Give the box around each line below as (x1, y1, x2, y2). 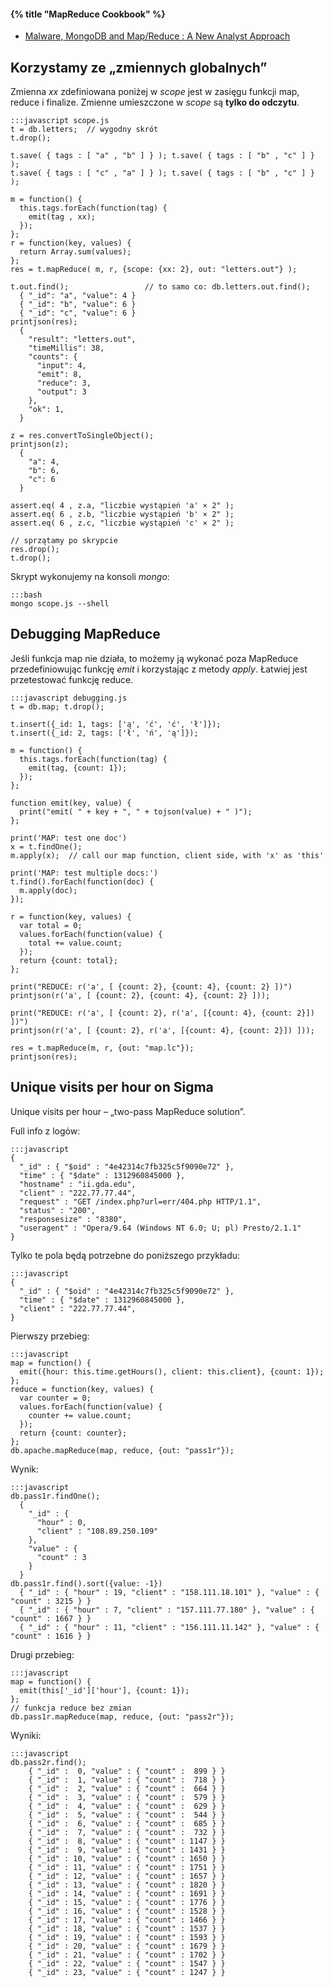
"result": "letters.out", (28, 335, 137, 345)
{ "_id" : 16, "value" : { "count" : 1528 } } (28, 1906, 226, 1916)
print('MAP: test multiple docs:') (10, 868, 159, 878)
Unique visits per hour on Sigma (10, 1079, 214, 1096)
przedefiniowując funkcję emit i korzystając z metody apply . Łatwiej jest (10, 663, 308, 675)
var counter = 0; (19, 1393, 92, 1403)
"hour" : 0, (36, 1517, 87, 1527)
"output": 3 (36, 387, 87, 397)
